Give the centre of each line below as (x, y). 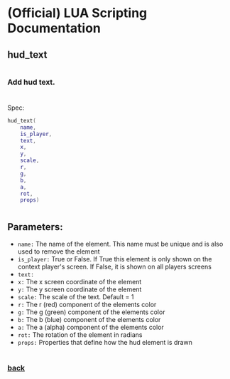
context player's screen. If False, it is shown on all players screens (114, 266)
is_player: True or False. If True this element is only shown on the (115, 259)
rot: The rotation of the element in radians (80, 334)
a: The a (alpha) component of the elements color (91, 327)
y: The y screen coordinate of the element (80, 289)
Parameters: (35, 227)
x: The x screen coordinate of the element (80, 281)
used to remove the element (59, 251)
